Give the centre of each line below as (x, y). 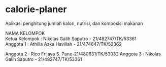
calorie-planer (36, 9)
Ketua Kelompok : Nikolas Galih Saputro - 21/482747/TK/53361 (71, 39)
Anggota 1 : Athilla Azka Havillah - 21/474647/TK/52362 (63, 44)
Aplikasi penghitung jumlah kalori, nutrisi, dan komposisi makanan (74, 23)
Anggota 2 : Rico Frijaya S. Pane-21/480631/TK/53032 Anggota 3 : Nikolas (83, 54)
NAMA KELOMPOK (25, 33)
